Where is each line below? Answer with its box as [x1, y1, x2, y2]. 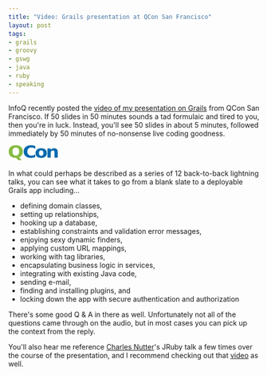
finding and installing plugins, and [19, 286, 132, 295]
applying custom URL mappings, [19, 243, 128, 253]
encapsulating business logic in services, [19, 260, 155, 270]
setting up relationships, [19, 209, 100, 219]
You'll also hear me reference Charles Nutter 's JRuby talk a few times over [8, 341, 253, 351]
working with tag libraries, [19, 251, 106, 261]
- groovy [8, 46, 37, 55]
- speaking [8, 80, 45, 88]
